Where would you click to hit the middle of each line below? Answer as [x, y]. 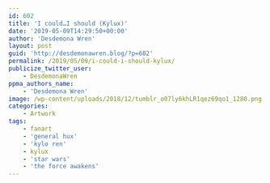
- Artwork [40, 114]
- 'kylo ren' [45, 144]
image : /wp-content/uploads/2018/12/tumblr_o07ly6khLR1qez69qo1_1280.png [135, 99]
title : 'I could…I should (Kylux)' [68, 23]
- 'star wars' [46, 159]
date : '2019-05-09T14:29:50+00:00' [68, 31]
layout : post [30, 46]
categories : [28, 106]
